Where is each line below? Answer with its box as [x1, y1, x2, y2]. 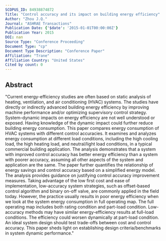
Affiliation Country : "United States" [5, 58, 85, 63]
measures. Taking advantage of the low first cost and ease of [5, 177, 130, 183]
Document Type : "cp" [5, 44, 48, 49]
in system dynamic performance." [5, 230, 74, 236]
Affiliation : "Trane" [5, 53, 50, 58]
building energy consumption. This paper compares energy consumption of [5, 125, 159, 131]
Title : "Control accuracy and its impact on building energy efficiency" [5, 12, 161, 17]
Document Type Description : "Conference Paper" [5, 48, 105, 53]
